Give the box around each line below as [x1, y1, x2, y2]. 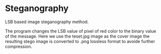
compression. [5, 43, 32, 49]
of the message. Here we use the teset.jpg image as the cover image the [5, 33, 150, 39]
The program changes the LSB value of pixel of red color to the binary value [5, 28, 156, 34]
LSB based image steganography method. [5, 19, 89, 25]
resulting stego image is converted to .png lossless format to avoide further [5, 38, 155, 44]
